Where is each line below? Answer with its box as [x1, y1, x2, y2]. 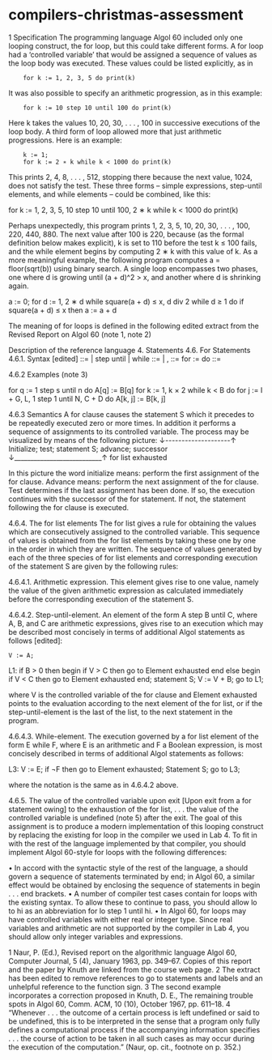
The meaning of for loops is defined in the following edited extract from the [8, 321, 259, 330]
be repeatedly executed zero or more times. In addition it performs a [8, 418, 236, 428]
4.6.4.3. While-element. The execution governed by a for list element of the [8, 731, 259, 741]
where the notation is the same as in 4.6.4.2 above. [8, 780, 179, 790]
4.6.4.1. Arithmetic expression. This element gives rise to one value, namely [8, 577, 259, 586]
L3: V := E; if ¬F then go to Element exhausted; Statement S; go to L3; [8, 764, 240, 774]
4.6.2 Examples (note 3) [8, 369, 88, 379]
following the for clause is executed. [8, 502, 130, 512]
